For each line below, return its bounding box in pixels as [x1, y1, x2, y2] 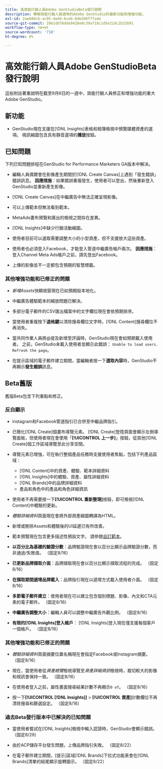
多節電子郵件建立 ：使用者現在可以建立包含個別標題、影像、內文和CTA [12, 593, 153, 599]
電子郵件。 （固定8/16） [20, 599, 69, 605]
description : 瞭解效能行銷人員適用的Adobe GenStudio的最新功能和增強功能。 [5, 12, 146, 17]
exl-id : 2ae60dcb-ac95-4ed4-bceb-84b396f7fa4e [5, 16, 101, 21]
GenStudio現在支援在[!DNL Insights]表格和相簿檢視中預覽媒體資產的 [12, 126, 149, 131]
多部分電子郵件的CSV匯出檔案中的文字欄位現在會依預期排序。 [12, 308, 136, 314]
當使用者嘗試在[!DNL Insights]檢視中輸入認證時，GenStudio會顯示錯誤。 [12, 726, 157, 732]
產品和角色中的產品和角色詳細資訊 [19, 486, 88, 492]
